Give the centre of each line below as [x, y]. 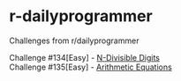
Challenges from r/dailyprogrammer [74, 40]
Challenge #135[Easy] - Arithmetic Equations [90, 67]
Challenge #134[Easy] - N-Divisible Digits [85, 57]
